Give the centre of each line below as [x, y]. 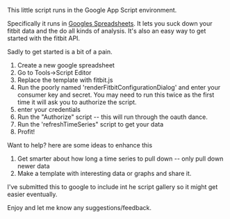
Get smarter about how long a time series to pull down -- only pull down [120, 159]
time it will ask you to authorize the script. [77, 102]
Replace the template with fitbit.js [65, 80]
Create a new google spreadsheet [66, 65]
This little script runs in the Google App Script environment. [92, 10]
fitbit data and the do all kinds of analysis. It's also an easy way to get [107, 31]
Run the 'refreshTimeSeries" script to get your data [90, 124]
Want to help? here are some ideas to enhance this [80, 145]
